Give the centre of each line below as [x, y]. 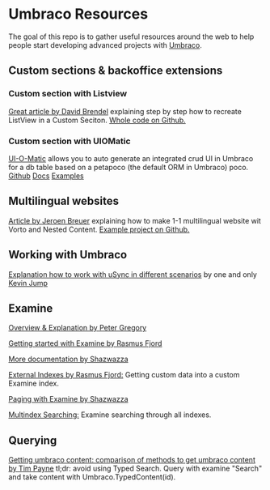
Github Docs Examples [46, 176]
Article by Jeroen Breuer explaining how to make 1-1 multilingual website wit [135, 220]
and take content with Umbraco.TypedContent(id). [92, 477]
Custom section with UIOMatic [70, 141]
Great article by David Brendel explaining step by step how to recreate [125, 111]
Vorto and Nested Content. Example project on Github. [99, 229]
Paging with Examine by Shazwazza [68, 399]
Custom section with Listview [68, 94]
